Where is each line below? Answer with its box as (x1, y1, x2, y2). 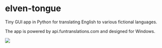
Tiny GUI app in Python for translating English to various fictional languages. (5, 19, 158, 25)
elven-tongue (5, 3, 62, 14)
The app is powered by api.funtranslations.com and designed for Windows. (5, 28, 155, 34)
